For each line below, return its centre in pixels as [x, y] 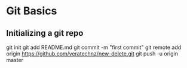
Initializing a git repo [45, 33]
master [15, 60]
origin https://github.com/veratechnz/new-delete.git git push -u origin [92, 54]
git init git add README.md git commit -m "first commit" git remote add [94, 47]
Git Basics [32, 11]
